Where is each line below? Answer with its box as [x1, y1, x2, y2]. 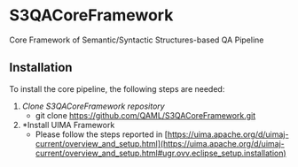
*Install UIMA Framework [21, 119, 115, 130]
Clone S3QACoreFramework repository [21, 101, 166, 111]
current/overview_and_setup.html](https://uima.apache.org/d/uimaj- [35, 138, 286, 148]
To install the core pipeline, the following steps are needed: [9, 83, 225, 94]
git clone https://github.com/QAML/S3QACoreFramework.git [35, 110, 256, 120]
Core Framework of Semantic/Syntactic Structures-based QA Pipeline [9, 34, 264, 45]
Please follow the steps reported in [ [35, 129, 169, 140]
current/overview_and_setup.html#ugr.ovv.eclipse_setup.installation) [35, 148, 286, 158]
